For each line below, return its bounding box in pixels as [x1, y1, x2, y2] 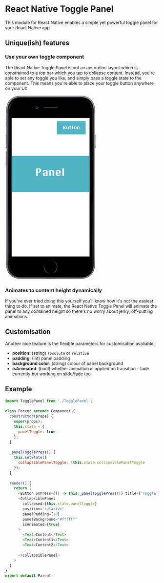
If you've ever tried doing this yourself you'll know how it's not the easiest [5, 298, 154, 303]
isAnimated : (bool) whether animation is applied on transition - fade [12, 365, 149, 371]
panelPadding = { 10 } [22, 511, 60, 517]
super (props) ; [14, 419, 42, 424]
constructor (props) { [9, 414, 54, 419]
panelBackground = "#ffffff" [22, 517, 78, 522]
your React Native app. [5, 24, 51, 30]
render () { [9, 481, 32, 486]
